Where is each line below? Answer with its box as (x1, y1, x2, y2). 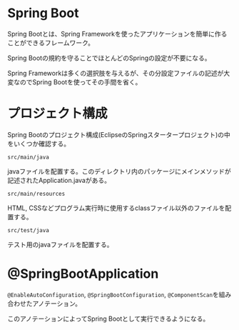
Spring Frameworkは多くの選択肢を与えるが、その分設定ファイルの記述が (7, 69, 224, 77)
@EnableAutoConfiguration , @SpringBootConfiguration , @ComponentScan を (7, 290, 219, 299)
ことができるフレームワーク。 (7, 38, 95, 47)
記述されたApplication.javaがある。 (7, 176, 111, 184)
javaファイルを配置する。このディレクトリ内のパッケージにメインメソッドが (7, 166, 232, 176)
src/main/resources (7, 190, 66, 197)
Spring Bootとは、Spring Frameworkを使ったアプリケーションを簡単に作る (7, 29, 228, 38)
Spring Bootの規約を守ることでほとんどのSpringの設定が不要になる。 (7, 54, 212, 62)
